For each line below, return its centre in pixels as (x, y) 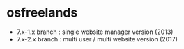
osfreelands (42, 13)
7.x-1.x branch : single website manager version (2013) (95, 32)
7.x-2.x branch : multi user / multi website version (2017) (97, 39)
